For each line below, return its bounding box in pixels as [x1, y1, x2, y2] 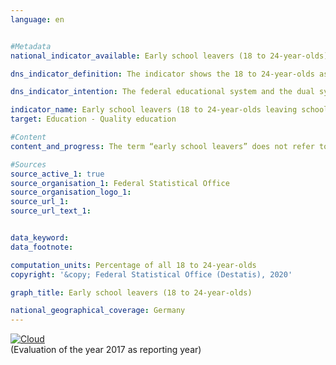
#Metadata [10, 41, 52, 51]
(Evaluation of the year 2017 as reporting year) [10, 344, 202, 356]
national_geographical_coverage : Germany [10, 306, 186, 316]
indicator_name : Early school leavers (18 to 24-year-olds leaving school [10, 105, 329, 115]
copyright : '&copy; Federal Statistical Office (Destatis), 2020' [10, 269, 293, 280]
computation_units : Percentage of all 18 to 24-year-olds [10, 260, 257, 270]
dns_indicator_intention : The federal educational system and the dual [10, 87, 315, 97]
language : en [10, 14, 65, 25]
